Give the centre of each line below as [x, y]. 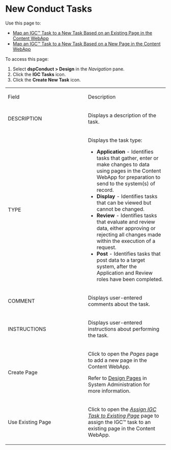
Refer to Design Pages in [118, 378]
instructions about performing [124, 329]
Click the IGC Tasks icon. [39, 74]
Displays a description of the [122, 115]
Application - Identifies [125, 152]
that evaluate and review [126, 221]
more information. [109, 391]
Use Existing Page [30, 422]
